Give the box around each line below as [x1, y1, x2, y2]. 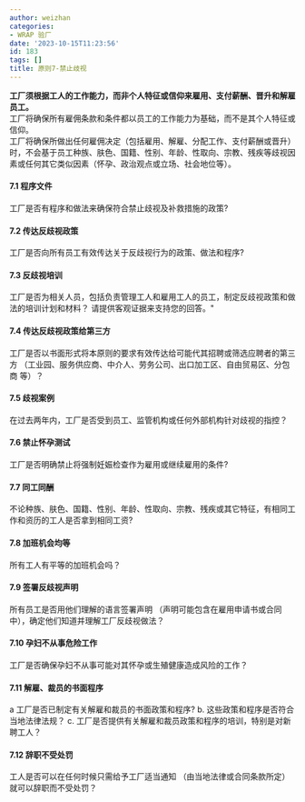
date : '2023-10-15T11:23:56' [9, 38, 120, 48]
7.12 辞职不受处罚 [9, 749, 74, 760]
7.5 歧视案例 [9, 393, 55, 404]
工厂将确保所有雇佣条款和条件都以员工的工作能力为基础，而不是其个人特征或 [9, 113, 296, 124]
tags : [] [9, 55, 43, 65]
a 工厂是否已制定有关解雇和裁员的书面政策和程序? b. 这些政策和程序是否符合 [9, 704, 295, 715]
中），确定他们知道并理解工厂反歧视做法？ [9, 615, 165, 626]
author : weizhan [9, 13, 71, 23]
